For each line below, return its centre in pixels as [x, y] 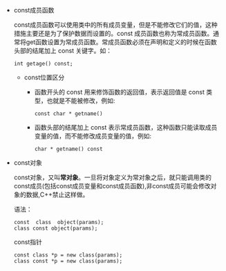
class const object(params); [56, 228]
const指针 [28, 242]
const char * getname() [68, 114]
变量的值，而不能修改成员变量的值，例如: [93, 136]
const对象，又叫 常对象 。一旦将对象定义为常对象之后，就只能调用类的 [113, 177]
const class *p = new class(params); [68, 255]
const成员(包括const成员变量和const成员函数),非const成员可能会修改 [112, 186]
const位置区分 [44, 77]
